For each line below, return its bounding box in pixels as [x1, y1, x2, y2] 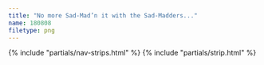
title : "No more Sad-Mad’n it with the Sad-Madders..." [8, 11, 198, 20]
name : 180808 [8, 19, 52, 27]
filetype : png [8, 26, 56, 34]
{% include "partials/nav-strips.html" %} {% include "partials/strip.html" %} [8, 48, 257, 58]
